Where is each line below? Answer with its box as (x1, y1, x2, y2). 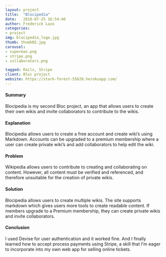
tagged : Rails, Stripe (5, 67, 52, 72)
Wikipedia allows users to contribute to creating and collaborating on (5, 164, 147, 170)
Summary (5, 92, 26, 98)
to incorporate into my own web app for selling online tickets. (5, 246, 131, 252)
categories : (5, 26, 30, 31)
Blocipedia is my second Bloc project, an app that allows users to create (5, 103, 153, 109)
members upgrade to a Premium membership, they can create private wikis (5, 208, 160, 214)
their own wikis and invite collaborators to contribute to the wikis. (5, 108, 139, 115)
